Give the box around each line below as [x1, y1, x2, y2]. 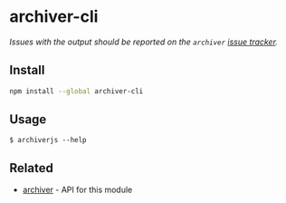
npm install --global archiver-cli [9, 86, 144, 96]
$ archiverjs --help [9, 136, 88, 145]
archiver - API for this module [22, 184, 133, 196]
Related [9, 160, 54, 176]
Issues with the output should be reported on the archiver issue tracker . [9, 36, 279, 47]
